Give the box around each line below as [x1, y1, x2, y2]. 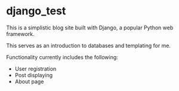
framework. [6, 30, 35, 37]
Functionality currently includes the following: [6, 53, 118, 60]
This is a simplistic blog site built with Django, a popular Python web [6, 24, 174, 31]
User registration [14, 65, 57, 72]
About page [14, 78, 44, 85]
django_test [6, 4, 66, 18]
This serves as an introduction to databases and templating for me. [6, 42, 171, 49]
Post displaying [14, 71, 53, 78]
